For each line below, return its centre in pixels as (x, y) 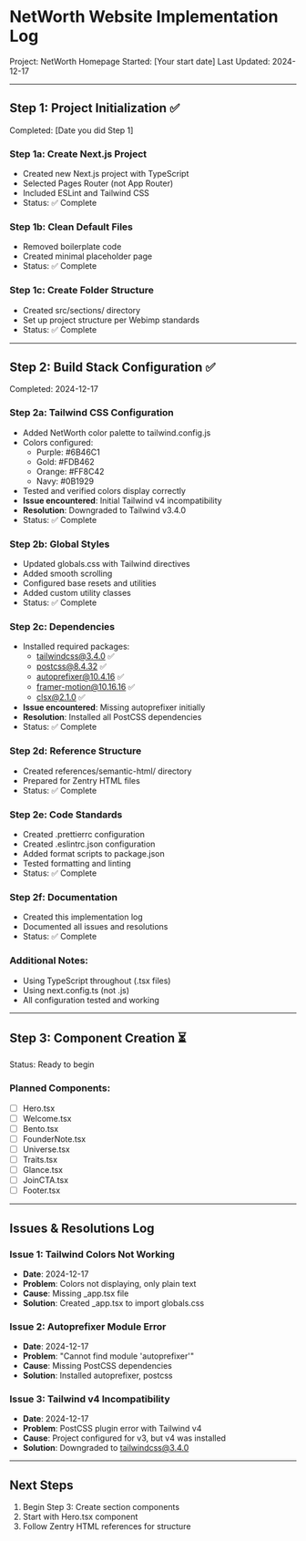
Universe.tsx (46, 1149)
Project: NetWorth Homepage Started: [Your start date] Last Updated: (140, 61)
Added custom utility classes (77, 593)
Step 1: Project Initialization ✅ (95, 108)
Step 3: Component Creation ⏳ (98, 1038)
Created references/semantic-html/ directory (107, 771)
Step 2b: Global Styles (60, 544)
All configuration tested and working (91, 1000)
